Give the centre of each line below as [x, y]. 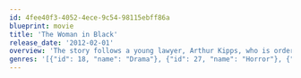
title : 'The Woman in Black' [64, 34]
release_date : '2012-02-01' [62, 43]
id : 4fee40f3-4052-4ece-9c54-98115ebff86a [90, 17]
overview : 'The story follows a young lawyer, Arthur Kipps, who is [140, 51]
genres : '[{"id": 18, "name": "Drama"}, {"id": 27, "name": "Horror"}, [146, 59]
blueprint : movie [42, 26]
